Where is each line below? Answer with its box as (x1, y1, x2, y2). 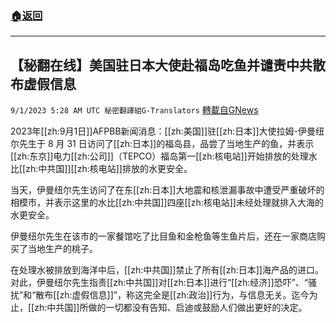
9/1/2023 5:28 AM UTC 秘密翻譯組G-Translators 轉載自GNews (10, 104, 259, 116)
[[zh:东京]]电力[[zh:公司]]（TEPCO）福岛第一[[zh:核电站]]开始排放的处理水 (10, 150, 318, 162)
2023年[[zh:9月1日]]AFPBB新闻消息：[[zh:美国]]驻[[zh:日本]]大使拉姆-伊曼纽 (10, 125, 325, 137)
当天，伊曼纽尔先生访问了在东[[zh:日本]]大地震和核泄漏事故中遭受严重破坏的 (10, 184, 325, 196)
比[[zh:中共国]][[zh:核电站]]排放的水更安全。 (10, 163, 193, 175)
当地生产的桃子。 (27, 243, 98, 255)
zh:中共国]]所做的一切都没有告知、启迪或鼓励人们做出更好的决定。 (34, 302, 308, 314)
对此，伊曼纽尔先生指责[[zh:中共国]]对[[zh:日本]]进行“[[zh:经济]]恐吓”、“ (10, 277, 308, 289)
